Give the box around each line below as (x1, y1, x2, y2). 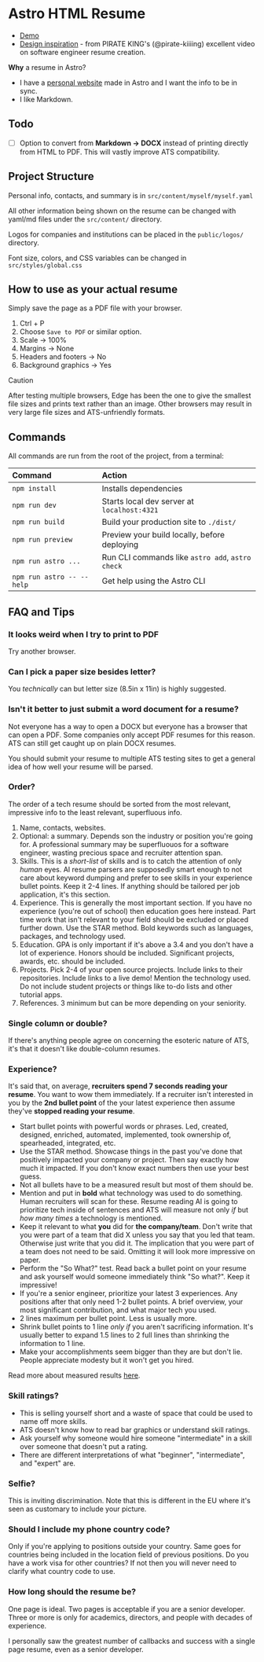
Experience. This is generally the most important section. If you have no (19, 897, 253, 908)
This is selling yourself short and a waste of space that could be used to (19, 1408, 253, 1418)
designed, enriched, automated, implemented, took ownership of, (19, 1130, 232, 1139)
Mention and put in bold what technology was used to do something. (19, 1188, 243, 1198)
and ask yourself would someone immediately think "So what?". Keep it (19, 1272, 250, 1282)
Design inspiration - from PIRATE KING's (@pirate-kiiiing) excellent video (19, 39, 255, 48)
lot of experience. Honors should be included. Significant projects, (19, 948, 235, 957)
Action (101, 470, 127, 481)
